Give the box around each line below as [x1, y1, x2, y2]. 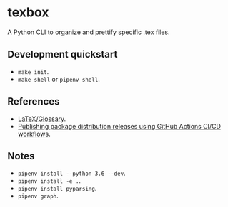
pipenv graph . [17, 191, 59, 200]
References [7, 95, 60, 107]
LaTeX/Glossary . [17, 115, 66, 123]
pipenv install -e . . [17, 176, 81, 185]
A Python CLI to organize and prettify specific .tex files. [7, 28, 170, 36]
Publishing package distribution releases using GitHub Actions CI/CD [17, 122, 222, 130]
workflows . [17, 129, 51, 138]
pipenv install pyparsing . [17, 184, 97, 193]
